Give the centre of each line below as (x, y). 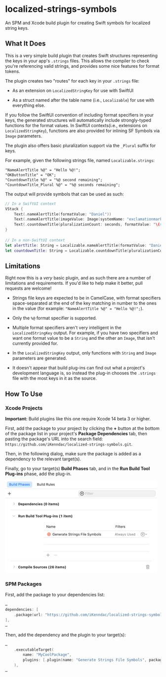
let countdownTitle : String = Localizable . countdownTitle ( (67, 251)
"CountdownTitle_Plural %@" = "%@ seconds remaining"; (63, 185)
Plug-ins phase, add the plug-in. (38, 474)
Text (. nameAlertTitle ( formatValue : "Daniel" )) (63, 214)
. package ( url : (28, 615)
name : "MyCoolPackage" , (47, 655)
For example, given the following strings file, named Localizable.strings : (80, 160)
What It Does (25, 44)
